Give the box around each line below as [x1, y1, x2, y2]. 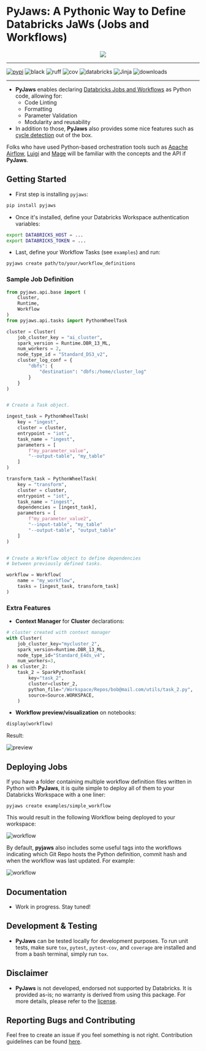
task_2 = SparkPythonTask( [17, 670, 86, 676]
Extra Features [6, 603, 51, 612]
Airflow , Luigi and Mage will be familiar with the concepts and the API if [6, 149, 186, 157]
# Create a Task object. [6, 402, 70, 408]
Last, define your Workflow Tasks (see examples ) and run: [15, 249, 161, 256]
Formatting [24, 105, 52, 112]
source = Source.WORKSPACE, [28, 692, 95, 698]
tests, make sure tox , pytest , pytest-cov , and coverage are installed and [15, 944, 196, 951]
